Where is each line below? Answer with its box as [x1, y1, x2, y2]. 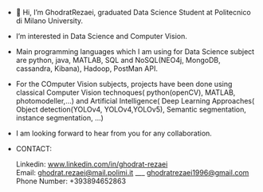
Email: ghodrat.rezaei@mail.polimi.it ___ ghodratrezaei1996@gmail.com [15, 168, 249, 177]
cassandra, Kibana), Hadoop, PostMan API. [15, 64, 158, 73]
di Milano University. [15, 16, 84, 25]
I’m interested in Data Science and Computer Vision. [15, 32, 187, 41]
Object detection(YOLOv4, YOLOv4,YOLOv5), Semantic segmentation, [15, 104, 247, 114]
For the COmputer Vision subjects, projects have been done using [15, 80, 233, 88]
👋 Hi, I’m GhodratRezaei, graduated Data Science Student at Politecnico [15, 8, 251, 17]
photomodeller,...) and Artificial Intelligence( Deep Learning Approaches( [15, 96, 255, 105]
